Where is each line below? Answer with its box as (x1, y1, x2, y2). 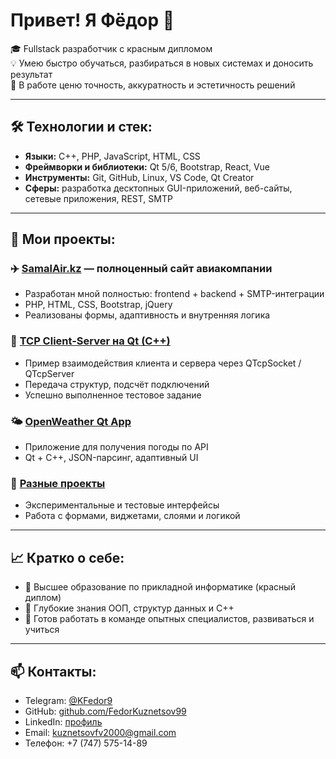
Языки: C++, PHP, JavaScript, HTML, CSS (24, 150, 201, 162)
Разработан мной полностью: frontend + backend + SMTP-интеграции (24, 288, 325, 300)
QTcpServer (24, 367, 75, 379)
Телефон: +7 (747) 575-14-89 (24, 737, 148, 749)
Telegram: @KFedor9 (24, 694, 113, 706)
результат (10, 68, 53, 80)
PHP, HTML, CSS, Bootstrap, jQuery (24, 299, 173, 311)
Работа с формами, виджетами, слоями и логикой (24, 510, 241, 522)
